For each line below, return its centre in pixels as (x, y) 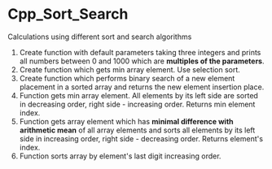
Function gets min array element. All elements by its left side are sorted (138, 95)
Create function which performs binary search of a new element (127, 78)
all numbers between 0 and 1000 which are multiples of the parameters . (142, 61)
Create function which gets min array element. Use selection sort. (130, 69)
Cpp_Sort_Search (68, 14)
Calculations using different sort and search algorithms (100, 37)
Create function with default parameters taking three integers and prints (140, 52)
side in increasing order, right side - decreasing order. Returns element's (141, 138)
